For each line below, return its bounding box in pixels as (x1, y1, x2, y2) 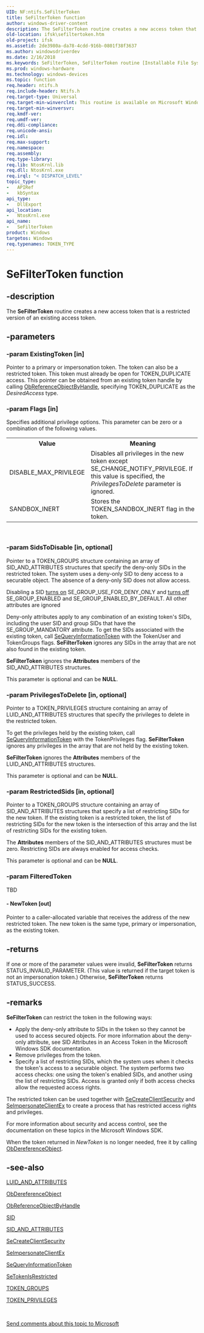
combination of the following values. (6, 425, 97, 432)
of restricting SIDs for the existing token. (6, 827, 107, 834)
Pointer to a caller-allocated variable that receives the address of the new (6, 914, 190, 921)
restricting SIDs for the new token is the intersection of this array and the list (6, 820, 197, 828)
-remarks (6, 998, 42, 1008)
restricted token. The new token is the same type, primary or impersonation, (6, 920, 197, 927)
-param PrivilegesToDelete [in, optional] (6, 690, 127, 699)
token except (90, 457, 128, 466)
